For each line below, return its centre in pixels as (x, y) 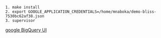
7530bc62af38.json (25, 16)
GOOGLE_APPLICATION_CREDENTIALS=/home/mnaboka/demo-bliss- (92, 12)
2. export (16, 12)
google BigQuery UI (26, 30)
